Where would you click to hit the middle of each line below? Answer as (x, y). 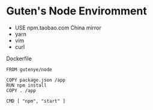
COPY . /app (21, 90)
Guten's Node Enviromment (76, 11)
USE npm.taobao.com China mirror (58, 28)
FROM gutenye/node (29, 69)
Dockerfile (19, 58)
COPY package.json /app (36, 80)
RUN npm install (26, 85)
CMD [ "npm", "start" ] (36, 101)
